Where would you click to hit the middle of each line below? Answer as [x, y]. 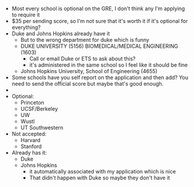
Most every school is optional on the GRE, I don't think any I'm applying [98, 9]
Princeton [32, 102]
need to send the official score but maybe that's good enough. [88, 84]
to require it [26, 15]
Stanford [31, 146]
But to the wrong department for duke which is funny [85, 40]
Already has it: [29, 152]
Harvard [30, 140]
